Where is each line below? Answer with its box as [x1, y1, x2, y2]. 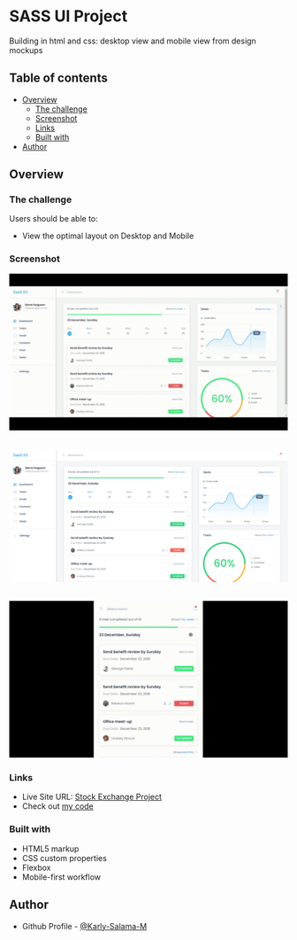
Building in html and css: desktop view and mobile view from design [9, 35, 256, 46]
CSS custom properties [21, 852, 108, 863]
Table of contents [9, 71, 108, 86]
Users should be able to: [9, 214, 99, 224]
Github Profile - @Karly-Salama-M [21, 921, 148, 931]
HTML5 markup [21, 843, 80, 854]
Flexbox [21, 862, 51, 873]
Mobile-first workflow [21, 871, 102, 882]
